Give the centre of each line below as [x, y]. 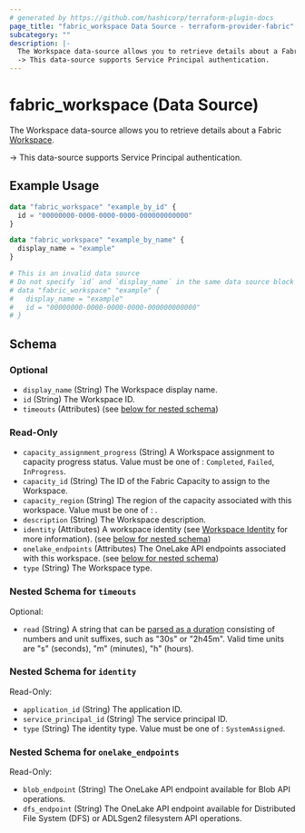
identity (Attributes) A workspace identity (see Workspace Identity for [155, 530]
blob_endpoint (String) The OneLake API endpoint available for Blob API [156, 789]
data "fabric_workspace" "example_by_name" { [97, 240]
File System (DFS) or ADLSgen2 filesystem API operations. [132, 818]
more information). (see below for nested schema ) [117, 539]
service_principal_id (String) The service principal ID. [125, 719]
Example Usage [54, 186]
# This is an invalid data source [75, 273]
